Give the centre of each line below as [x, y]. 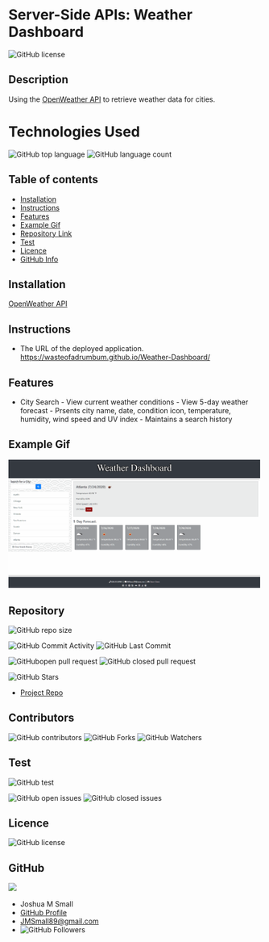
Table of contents [53, 180]
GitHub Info [39, 259]
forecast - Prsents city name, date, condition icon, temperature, [125, 410]
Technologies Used [74, 132]
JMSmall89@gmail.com [59, 921]
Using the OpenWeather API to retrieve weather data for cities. [112, 99]
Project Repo [41, 693]
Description [38, 80]
